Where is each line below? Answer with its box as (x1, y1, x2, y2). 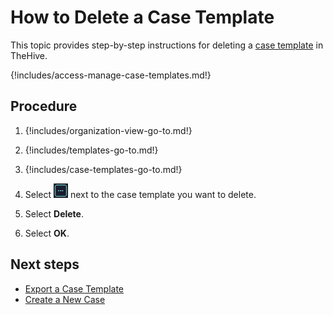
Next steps (10, 256, 80, 273)
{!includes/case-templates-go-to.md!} (24, 163, 183, 175)
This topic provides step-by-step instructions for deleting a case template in (10, 39, 324, 51)
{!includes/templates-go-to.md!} (24, 144, 159, 156)
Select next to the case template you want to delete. (24, 188, 257, 200)
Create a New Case (24, 293, 106, 305)
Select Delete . (24, 207, 84, 220)
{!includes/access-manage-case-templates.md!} (10, 69, 212, 81)
